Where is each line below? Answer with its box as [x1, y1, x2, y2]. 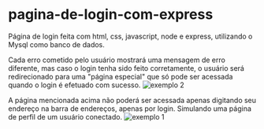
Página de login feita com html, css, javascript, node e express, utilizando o [8, 31, 253, 41]
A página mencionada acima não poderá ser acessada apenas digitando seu [8, 95, 257, 105]
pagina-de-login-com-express [8, 6, 214, 24]
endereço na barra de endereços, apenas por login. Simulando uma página [8, 104, 252, 113]
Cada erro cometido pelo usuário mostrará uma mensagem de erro [8, 55, 226, 64]
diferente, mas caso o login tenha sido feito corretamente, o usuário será [8, 63, 244, 72]
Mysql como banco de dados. [8, 39, 105, 49]
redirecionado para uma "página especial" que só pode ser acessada [8, 72, 233, 81]
